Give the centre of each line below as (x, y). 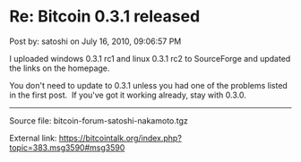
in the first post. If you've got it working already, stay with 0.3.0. (128, 95)
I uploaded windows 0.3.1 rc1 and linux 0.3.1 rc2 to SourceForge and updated (150, 58)
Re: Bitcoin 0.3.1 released (105, 17)
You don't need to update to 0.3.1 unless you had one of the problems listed (149, 85)
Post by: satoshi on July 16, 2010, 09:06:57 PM (95, 41)
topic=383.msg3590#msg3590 (67, 147)
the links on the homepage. (60, 68)
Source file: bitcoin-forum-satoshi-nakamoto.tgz (99, 120)
